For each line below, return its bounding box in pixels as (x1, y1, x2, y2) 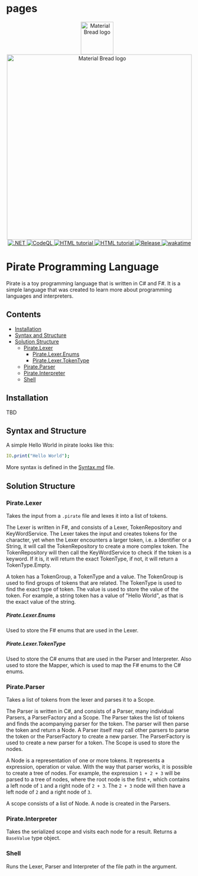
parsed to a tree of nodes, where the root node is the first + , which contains (6, 776, 190, 783)
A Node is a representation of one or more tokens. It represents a (6, 757, 165, 764)
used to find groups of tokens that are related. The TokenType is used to (6, 579, 182, 586)
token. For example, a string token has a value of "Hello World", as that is (6, 592, 184, 599)
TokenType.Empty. (6, 561, 51, 568)
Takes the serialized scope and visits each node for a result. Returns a (6, 828, 177, 835)
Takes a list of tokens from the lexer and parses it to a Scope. (6, 696, 155, 703)
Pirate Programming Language (6, 260, 160, 274)
